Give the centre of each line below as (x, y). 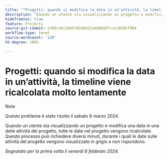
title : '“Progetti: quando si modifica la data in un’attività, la (77, 10)
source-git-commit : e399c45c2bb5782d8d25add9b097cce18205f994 (71, 28)
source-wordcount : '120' (31, 38)
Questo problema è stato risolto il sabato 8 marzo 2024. (62, 116)
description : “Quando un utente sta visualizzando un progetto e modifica (84, 14)
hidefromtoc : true (24, 19)
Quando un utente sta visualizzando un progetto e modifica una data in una (82, 126)
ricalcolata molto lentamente (66, 92)
